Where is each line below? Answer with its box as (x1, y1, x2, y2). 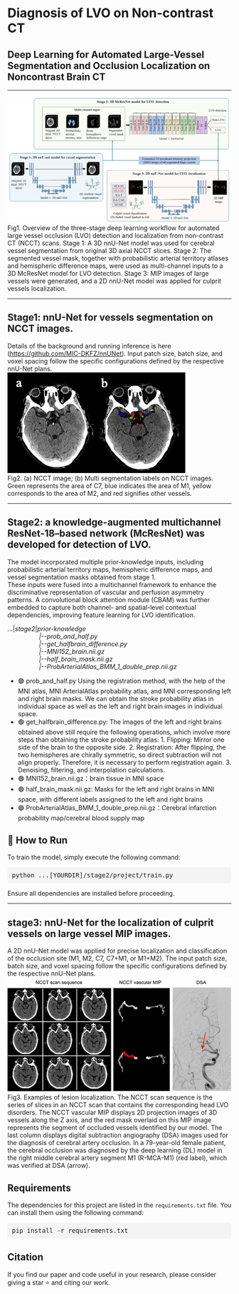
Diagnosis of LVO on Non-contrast (7, 5, 214, 21)
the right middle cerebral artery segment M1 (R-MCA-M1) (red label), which (7, 1154, 228, 1162)
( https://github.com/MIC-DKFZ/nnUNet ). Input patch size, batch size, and (7, 349, 223, 358)
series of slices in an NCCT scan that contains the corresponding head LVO (7, 1101, 229, 1109)
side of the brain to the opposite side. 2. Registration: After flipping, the (17, 742, 226, 751)
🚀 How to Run (7, 834, 68, 847)
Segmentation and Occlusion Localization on (7, 59, 211, 72)
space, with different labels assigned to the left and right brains (17, 794, 203, 803)
